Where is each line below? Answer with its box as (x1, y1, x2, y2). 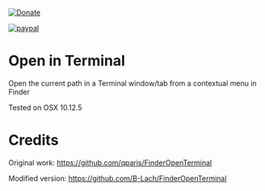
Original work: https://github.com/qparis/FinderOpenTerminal (8, 158, 212, 168)
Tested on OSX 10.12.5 (8, 102, 82, 112)
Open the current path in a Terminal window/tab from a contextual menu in (8, 78, 257, 88)
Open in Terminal (8, 52, 125, 70)
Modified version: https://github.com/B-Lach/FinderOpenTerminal (8, 173, 227, 183)
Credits (8, 131, 59, 150)
